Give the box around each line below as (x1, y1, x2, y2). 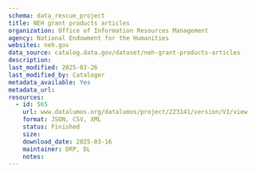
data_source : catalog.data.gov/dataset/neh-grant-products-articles (8, 49, 241, 57)
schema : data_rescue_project (8, 11, 105, 20)
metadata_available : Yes (8, 78, 91, 86)
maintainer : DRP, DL (22, 145, 91, 153)
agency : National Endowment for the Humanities (8, 33, 170, 42)
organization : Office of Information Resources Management (8, 26, 209, 34)
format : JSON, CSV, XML (22, 116, 102, 124)
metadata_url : (8, 85, 56, 94)
